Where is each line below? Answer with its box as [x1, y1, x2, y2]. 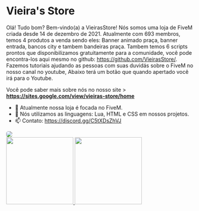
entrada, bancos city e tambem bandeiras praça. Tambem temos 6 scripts [6, 43, 188, 50]
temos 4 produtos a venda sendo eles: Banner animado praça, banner [6, 36, 178, 44]
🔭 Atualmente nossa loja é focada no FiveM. [14, 104, 123, 111]
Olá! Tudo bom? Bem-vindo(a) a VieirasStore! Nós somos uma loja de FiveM [6, 24, 192, 31]
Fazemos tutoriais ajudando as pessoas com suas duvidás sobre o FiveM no [6, 61, 194, 69]
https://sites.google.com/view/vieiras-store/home [6, 92, 135, 100]
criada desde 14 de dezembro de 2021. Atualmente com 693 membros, [6, 30, 181, 37]
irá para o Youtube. [6, 75, 54, 82]
